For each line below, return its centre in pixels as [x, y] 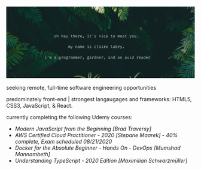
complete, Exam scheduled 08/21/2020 [63, 142]
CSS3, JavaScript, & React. [39, 106]
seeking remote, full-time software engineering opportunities [81, 88]
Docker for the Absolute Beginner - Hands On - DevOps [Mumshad [98, 148]
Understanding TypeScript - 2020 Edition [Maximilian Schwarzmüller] [101, 161]
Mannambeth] [33, 154]
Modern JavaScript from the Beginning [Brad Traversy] [83, 129]
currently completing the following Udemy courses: [69, 117]
